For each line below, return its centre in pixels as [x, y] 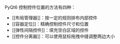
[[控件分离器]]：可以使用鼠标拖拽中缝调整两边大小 [63, 36]
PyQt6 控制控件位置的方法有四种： [40, 7]
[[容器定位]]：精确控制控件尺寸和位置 [50, 24]
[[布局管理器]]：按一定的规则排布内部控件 [55, 18]
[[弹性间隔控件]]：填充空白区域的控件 [50, 30]
